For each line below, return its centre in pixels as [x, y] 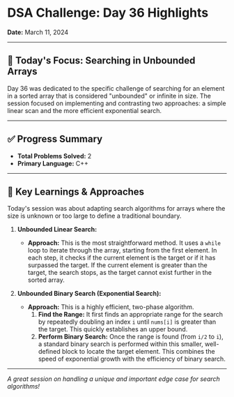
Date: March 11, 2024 [38, 32]
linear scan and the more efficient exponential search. [85, 110]
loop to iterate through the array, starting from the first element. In [122, 250]
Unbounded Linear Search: [57, 230]
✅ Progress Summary [55, 139]
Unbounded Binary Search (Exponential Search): [89, 294]
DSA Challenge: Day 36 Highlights [108, 13]
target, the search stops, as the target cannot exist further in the [120, 273]
